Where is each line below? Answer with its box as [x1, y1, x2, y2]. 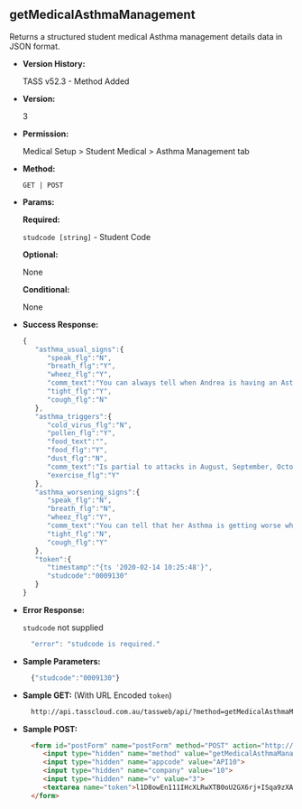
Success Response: [22, 319, 99, 330]
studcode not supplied [22, 622, 104, 633]
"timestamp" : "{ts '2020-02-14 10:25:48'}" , [46, 563, 214, 572]
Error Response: [22, 604, 86, 615]
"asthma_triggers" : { [34, 412, 113, 421]
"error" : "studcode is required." [31, 639, 160, 648]
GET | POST [22, 181, 64, 190]
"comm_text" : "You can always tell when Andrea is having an [46, 378, 278, 387]
